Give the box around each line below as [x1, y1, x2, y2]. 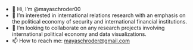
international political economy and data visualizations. [11, 31, 147, 38]
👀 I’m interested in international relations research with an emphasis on [11, 12, 186, 19]
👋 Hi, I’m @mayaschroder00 [11, 6, 81, 12]
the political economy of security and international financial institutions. [11, 18, 188, 25]
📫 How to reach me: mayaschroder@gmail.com [11, 37, 130, 44]
